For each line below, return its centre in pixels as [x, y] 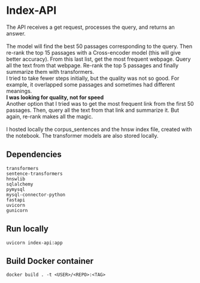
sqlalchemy [20, 184]
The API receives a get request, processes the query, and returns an [90, 27]
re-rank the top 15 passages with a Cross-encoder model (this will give [93, 52]
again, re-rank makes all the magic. [50, 116]
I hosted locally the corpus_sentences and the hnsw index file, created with [99, 129]
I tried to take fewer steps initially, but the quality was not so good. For [93, 78]
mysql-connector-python [36, 195]
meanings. [19, 91]
